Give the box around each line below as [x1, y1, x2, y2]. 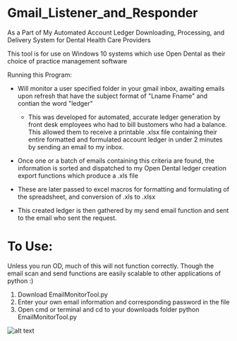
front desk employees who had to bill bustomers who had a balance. [28, 120, 227, 128]
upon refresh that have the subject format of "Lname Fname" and [17, 92, 208, 100]
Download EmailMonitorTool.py [17, 290, 108, 299]
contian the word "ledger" [17, 99, 93, 107]
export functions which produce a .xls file [17, 171, 139, 180]
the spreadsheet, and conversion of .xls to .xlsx [17, 192, 156, 201]
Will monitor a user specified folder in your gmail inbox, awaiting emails [17, 84, 225, 92]
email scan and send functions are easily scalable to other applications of [7, 269, 221, 278]
